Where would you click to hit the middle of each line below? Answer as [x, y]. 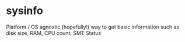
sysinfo [25, 11]
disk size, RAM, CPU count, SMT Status [54, 33]
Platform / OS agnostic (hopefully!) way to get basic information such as [93, 27]
